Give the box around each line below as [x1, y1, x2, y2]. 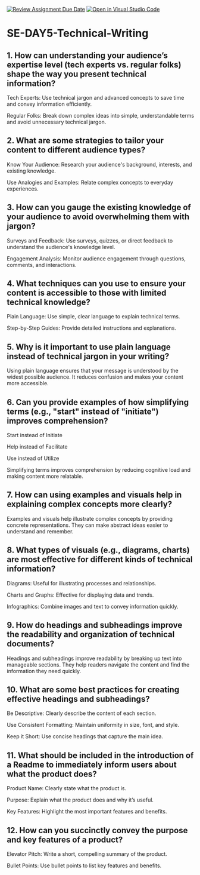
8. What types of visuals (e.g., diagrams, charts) [7, 545, 190, 555]
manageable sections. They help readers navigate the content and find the [7, 661, 190, 668]
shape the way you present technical [7, 69, 146, 79]
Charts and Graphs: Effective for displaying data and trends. [7, 591, 154, 598]
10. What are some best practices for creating [7, 684, 180, 695]
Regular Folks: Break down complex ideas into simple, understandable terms [7, 112, 195, 119]
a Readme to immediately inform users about [7, 759, 177, 770]
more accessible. [7, 380, 49, 387]
